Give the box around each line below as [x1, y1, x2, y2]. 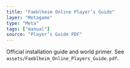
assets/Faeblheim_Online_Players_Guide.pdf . [6, 55, 119, 62]
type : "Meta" [6, 20, 39, 26]
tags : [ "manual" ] [6, 25, 50, 32]
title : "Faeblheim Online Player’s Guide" [6, 8, 115, 15]
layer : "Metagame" [6, 15, 53, 21]
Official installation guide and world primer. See [6, 48, 125, 55]
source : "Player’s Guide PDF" [6, 32, 83, 38]
